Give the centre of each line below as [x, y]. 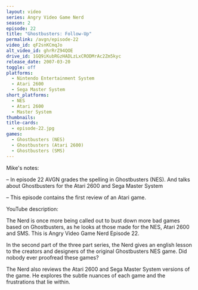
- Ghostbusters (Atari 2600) [48, 145]
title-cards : [22, 123]
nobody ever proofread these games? [53, 257]
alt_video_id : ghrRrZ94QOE [40, 51]
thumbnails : [21, 117]
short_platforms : [28, 95]
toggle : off [21, 67]
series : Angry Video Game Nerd [45, 17]
